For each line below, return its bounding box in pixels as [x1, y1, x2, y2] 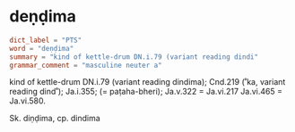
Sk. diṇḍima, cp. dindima [9, 113, 100, 124]
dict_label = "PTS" [9, 36, 82, 45]
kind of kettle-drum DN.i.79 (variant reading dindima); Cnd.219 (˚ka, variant [9, 77, 286, 87]
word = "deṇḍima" [9, 44, 74, 53]
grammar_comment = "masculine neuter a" [9, 61, 163, 70]
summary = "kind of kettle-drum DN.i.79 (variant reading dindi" [9, 52, 258, 62]
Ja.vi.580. [9, 95, 47, 106]
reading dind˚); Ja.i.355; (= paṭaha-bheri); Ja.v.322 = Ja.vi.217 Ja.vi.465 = [9, 87, 282, 97]
